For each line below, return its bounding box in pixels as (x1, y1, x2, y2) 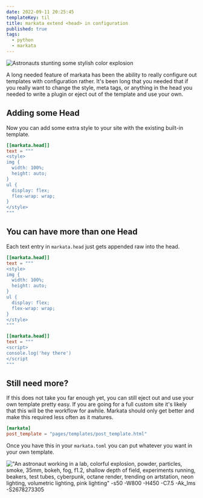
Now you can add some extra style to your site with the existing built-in (6, 124, 184, 131)
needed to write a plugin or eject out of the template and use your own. (6, 90, 184, 98)
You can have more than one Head (6, 227, 138, 237)
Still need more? (6, 378, 69, 388)
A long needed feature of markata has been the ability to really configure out (6, 71, 197, 78)
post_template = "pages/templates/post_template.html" (6, 431, 147, 437)
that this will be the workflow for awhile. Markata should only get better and (6, 407, 195, 414)
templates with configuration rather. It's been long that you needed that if (6, 77, 188, 85)
